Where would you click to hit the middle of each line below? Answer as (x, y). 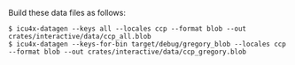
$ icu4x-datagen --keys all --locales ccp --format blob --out (128, 29)
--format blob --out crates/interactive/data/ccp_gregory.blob (128, 52)
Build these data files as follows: (67, 13)
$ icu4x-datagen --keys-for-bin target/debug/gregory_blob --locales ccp (147, 44)
